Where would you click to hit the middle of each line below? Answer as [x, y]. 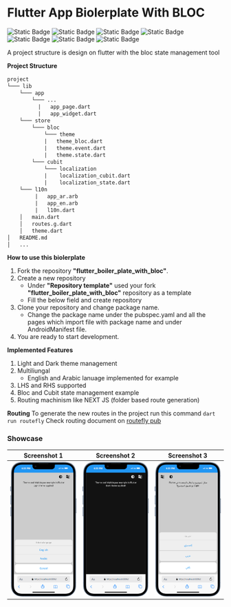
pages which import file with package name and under [104, 322]
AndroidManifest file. [57, 329]
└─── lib [20, 86]
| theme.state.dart [75, 155]
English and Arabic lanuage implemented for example [103, 378]
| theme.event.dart [75, 148]
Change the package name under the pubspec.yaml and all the [117, 314]
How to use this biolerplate [46, 257]
